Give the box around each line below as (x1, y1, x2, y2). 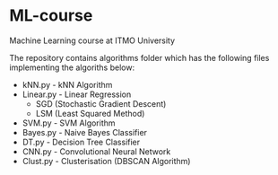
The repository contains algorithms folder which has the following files (9, 52, 270, 63)
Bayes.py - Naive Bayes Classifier (22, 127, 148, 137)
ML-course (9, 5, 93, 26)
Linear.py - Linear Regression (22, 89, 132, 100)
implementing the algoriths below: (9, 62, 135, 73)
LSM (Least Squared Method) (35, 108, 145, 118)
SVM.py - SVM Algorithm (22, 118, 116, 128)
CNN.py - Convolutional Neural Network (22, 145, 171, 157)
